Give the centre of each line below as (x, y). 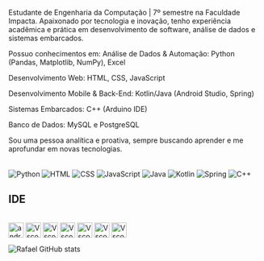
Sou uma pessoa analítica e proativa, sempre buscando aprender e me (126, 140)
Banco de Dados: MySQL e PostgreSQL (74, 124)
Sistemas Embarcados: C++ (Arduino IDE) (78, 109)
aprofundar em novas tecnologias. (65, 149)
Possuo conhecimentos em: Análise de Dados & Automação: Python (122, 54)
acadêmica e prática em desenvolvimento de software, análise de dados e (132, 29)
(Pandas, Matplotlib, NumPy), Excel (67, 62)
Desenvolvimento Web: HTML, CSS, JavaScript (87, 78)
